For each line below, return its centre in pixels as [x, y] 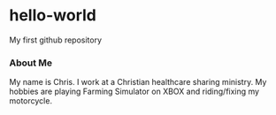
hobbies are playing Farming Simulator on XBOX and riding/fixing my [134, 92]
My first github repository [56, 40]
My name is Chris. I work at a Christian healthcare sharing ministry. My [138, 82]
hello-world [53, 15]
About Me [31, 63]
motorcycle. [31, 101]
